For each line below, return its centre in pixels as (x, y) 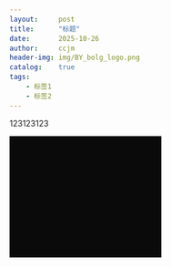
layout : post (42, 19)
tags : (20, 77)
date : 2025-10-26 (55, 38)
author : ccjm (42, 48)
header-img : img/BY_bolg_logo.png (75, 58)
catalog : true (42, 67)
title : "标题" (45, 29)
